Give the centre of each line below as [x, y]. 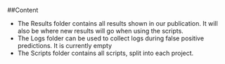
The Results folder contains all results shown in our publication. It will [117, 23]
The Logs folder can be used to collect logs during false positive [111, 38]
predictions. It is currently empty [65, 46]
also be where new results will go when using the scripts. [101, 31]
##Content [23, 10]
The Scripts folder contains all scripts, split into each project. [105, 53]
